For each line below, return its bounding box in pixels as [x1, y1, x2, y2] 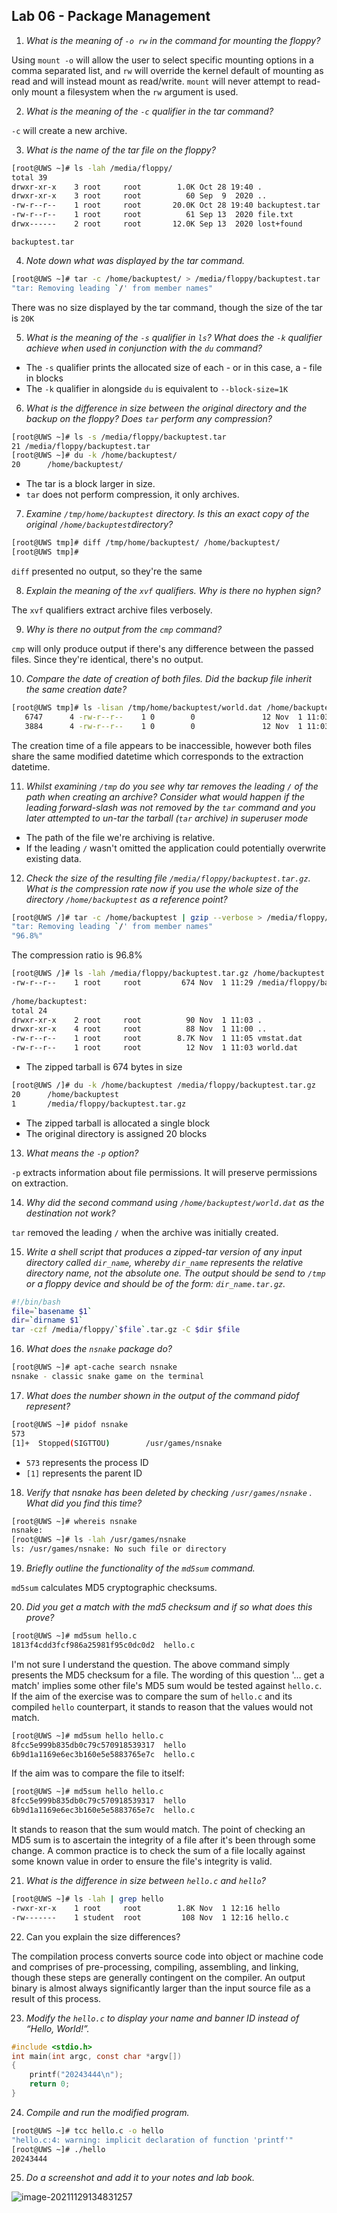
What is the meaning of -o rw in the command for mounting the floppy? [25, 34, 321, 46]
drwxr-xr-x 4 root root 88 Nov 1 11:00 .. [11, 1024, 268, 1034]
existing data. [25, 852, 82, 864]
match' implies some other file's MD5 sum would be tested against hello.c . [11, 1679, 323, 1691]
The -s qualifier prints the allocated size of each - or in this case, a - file [25, 361, 323, 373]
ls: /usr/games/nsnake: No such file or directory [11, 1544, 227, 1554]
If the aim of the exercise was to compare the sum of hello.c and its [11, 1690, 293, 1702]
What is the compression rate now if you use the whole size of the [25, 882, 299, 894]
